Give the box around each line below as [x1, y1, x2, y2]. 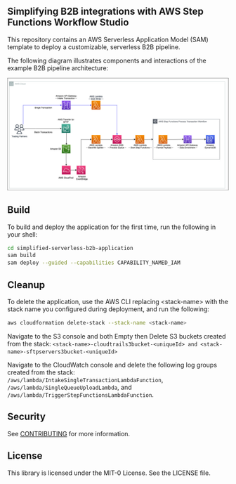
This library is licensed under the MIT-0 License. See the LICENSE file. [7, 469, 211, 477]
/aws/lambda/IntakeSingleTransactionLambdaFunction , [7, 375, 164, 384]
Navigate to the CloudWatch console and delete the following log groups [7, 360, 218, 369]
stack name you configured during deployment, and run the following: [7, 305, 209, 313]
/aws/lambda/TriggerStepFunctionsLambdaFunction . [7, 390, 155, 399]
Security [7, 411, 46, 423]
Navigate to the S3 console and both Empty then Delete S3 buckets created [7, 332, 226, 340]
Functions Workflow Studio [7, 17, 129, 29]
